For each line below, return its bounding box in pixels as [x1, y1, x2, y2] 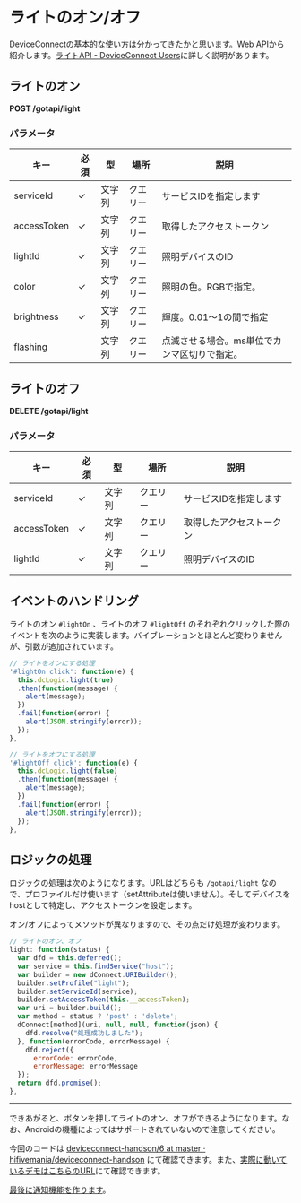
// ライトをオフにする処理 [9, 749, 96, 759]
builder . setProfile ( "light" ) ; [17, 978, 130, 988]
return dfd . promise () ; [17, 1078, 102, 1088]
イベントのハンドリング [9, 593, 139, 609]
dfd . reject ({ [25, 1045, 74, 1054]
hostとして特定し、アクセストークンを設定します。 [9, 900, 197, 911]
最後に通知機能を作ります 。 [9, 1184, 111, 1195]
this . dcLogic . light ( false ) [17, 766, 118, 775]
